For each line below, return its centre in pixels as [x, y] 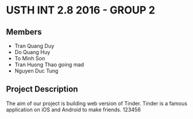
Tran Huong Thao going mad [49, 64]
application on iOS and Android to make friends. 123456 [74, 110]
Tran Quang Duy [34, 46]
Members [24, 32]
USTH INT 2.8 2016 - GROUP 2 [81, 10]
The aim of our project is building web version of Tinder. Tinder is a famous [97, 103]
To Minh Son [30, 58]
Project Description [42, 89]
